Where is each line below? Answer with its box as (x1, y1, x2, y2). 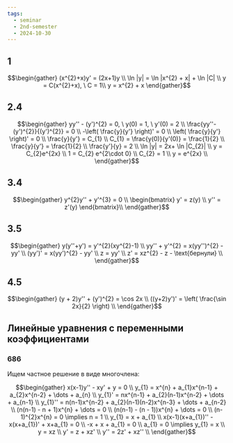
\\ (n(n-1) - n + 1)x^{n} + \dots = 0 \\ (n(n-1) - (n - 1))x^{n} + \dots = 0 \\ (10, 405, 213, 414)
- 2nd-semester (13, 23, 58, 30)
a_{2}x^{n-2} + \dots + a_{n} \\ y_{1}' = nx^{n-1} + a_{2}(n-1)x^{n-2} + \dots (9, 391, 225, 398)
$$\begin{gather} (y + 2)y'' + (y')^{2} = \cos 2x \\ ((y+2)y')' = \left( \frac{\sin (7, 295, 227, 303)
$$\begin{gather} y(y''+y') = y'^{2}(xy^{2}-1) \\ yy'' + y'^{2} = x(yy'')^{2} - (10, 241, 224, 250)
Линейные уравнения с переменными (7, 322, 184, 334)
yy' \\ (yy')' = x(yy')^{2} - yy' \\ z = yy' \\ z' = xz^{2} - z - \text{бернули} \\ (10, 248, 223, 257)
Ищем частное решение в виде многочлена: (7, 370, 140, 378)
